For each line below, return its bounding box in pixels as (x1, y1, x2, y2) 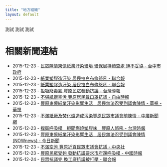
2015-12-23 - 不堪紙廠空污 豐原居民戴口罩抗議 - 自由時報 (12, 94, 130, 100)
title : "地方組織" (5, 7, 41, 12)
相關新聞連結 (5, 45, 58, 57)
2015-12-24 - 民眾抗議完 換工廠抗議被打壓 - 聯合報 (12, 157, 116, 163)
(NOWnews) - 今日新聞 (12, 138, 60, 144)
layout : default (5, 12, 39, 17)
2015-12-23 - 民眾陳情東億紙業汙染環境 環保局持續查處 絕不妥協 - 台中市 (12, 63, 161, 69)
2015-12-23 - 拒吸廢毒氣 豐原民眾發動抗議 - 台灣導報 (12, 88, 121, 94)
